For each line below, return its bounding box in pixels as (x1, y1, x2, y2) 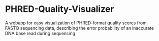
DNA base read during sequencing (5, 30, 75, 36)
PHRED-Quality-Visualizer (5, 3, 114, 15)
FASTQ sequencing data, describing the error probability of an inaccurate (5, 25, 154, 31)
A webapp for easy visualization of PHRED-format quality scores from (5, 20, 147, 26)
